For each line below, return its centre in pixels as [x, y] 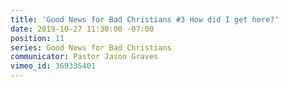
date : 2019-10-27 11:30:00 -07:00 [82, 29]
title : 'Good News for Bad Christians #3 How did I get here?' [145, 19]
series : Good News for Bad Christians [91, 47]
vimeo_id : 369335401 [53, 66]
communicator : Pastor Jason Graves [84, 57]
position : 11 [37, 38]
